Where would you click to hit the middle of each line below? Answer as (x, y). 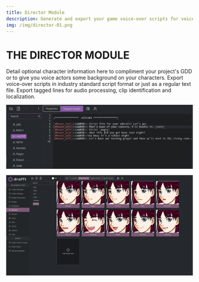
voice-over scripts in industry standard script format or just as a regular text (99, 84)
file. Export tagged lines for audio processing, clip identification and (89, 90)
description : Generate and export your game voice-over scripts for (92, 19)
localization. (21, 97)
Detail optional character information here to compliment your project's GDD (99, 72)
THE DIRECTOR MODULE (68, 55)
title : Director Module (36, 12)
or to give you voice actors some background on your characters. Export (95, 78)
